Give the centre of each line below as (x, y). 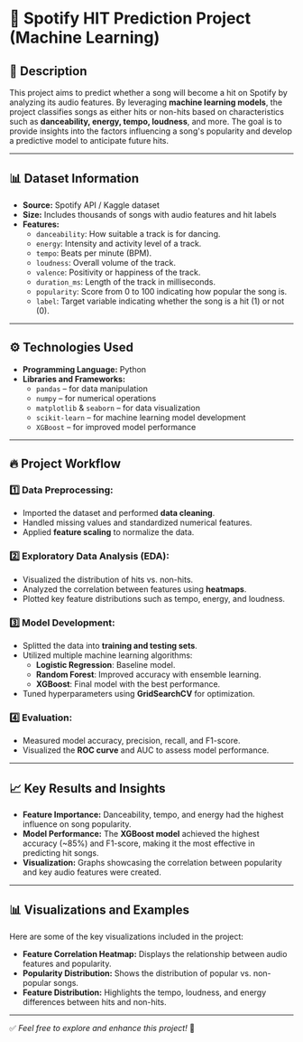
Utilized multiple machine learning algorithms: (107, 655)
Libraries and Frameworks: (74, 379)
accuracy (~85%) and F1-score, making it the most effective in (138, 843)
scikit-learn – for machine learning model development (141, 417)
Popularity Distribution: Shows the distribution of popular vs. (137, 973)
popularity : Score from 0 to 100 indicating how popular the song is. (161, 291)
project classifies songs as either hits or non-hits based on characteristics (147, 112)
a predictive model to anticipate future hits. (89, 141)
